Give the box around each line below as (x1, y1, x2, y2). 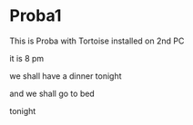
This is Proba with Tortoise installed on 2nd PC (9, 35, 185, 46)
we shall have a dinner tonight (9, 70, 122, 82)
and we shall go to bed (9, 88, 96, 99)
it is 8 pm (9, 53, 45, 63)
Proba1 (9, 5, 62, 26)
